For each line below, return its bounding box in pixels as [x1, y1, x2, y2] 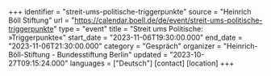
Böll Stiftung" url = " [8, 15, 75, 25]
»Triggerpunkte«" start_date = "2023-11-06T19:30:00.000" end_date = [8, 32, 244, 42]
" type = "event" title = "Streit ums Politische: [53, 24, 203, 33]
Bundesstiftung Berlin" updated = [56, 50, 168, 59]
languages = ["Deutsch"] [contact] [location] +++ [69, 58, 235, 68]
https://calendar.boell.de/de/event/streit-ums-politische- [73, 15, 263, 25]
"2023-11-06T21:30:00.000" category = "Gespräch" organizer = [8, 41, 222, 51]
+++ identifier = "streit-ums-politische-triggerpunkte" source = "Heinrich [8, 7, 252, 16]
